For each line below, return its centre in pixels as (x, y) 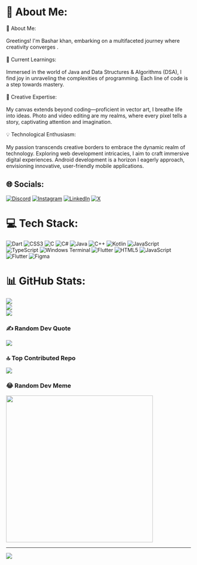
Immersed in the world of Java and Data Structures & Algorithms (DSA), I (94, 72)
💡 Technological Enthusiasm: (41, 134)
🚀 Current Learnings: (31, 59)
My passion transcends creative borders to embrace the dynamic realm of (96, 147)
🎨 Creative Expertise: (32, 97)
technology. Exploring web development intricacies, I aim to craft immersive (98, 153)
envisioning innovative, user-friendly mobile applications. (75, 166)
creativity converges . (32, 47)
